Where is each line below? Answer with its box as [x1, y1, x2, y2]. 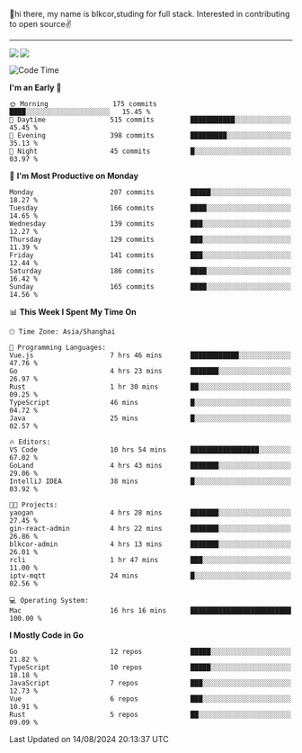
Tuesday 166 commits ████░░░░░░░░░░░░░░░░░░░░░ [9, 203, 292, 212]
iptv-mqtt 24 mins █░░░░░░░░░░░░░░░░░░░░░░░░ [9, 571, 292, 580]
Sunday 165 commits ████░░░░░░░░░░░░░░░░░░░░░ [9, 282, 292, 291]
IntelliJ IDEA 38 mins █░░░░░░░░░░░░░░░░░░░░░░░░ [9, 477, 292, 486]
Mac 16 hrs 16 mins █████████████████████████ [9, 606, 292, 615]
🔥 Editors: [9, 437, 51, 446]
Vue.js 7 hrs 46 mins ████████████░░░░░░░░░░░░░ [9, 351, 292, 360]
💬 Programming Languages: [9, 343, 106, 352]
